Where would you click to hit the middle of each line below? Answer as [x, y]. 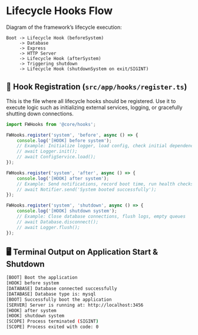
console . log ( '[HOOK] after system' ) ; [63, 178]
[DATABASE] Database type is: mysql [51, 294]
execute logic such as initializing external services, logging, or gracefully [94, 107]
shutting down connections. [40, 114]
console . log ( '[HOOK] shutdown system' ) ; [67, 211]
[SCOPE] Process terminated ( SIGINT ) [52, 321]
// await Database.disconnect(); [58, 222]
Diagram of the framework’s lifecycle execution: [64, 27]
